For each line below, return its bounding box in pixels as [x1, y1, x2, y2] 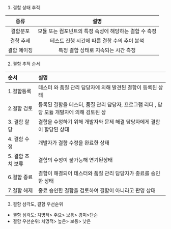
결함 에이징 [8, 47, 33, 53]
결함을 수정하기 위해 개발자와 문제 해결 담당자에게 [38, 119, 150, 125]
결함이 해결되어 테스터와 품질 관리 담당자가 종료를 [38, 170, 150, 177]
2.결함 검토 [8, 105, 33, 112]
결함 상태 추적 [12, 5, 40, 10]
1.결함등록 [8, 88, 32, 95]
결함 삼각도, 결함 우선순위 [12, 201, 64, 207]
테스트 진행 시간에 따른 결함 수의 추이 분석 [50, 37, 144, 44]
